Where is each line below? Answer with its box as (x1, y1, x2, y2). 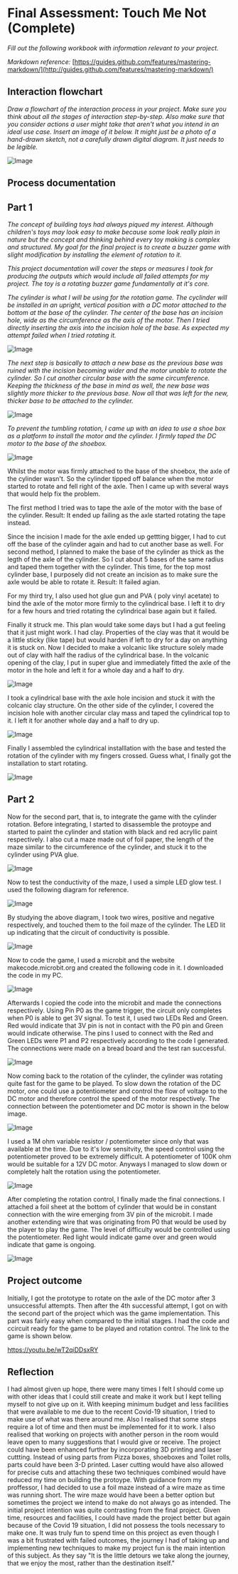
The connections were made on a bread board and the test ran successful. (7, 1044, 226, 1052)
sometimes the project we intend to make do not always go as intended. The (7, 1498, 231, 1507)
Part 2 (7, 793, 35, 806)
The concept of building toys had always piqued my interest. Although (7, 219, 214, 229)
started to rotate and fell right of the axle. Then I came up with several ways (7, 482, 229, 490)
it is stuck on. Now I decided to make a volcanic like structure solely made (7, 643, 224, 651)
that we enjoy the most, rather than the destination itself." (7, 1559, 175, 1568)
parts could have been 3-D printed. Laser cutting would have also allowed (7, 1461, 224, 1469)
